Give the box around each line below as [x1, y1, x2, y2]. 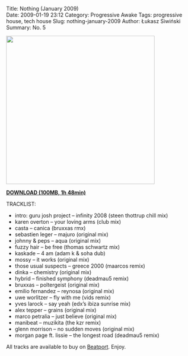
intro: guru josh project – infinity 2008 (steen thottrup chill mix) [14, 212, 168, 219]
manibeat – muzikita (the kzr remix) [14, 319, 101, 326]
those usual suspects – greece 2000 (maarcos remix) [14, 262, 145, 269]
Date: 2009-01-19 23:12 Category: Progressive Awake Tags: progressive [6, 11, 183, 18]
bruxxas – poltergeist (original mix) [14, 281, 100, 288]
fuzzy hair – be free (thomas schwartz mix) [14, 243, 120, 250]
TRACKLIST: [6, 201, 36, 207]
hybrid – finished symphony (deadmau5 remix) [14, 275, 129, 282]
